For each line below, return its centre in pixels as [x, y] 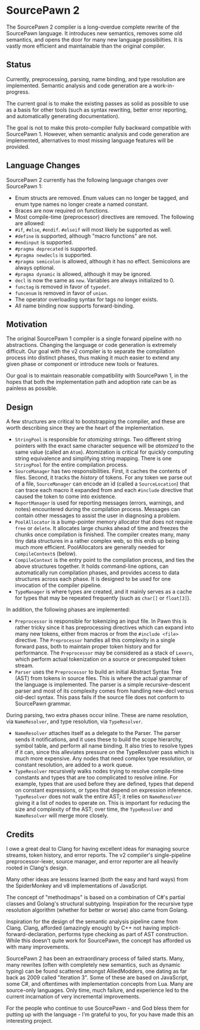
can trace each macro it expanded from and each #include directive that [104, 490]
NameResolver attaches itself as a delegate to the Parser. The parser [98, 733]
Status [19, 65]
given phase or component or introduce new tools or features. [83, 364]
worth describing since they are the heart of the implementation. [85, 428]
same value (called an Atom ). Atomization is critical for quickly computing [104, 452]
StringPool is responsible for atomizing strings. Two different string [98, 439]
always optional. [35, 268]
